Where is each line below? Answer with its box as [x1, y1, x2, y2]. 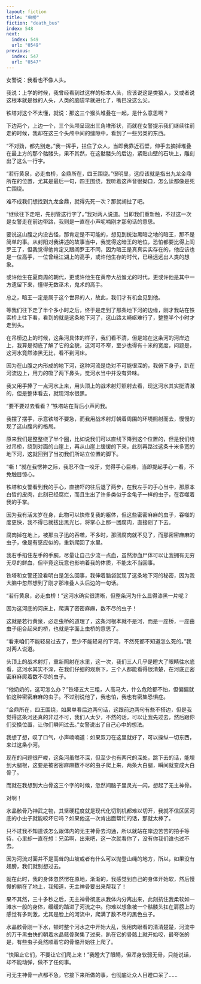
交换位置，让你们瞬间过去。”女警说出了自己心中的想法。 [11, 721, 148, 728]
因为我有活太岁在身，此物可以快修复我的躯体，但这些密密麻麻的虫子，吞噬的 [6, 511, 195, 518]
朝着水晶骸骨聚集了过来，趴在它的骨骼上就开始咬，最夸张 [42, 931, 184, 938]
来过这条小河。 [6, 741, 43, 748]
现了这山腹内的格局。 [6, 422, 59, 429]
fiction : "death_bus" [6, 20, 60, 26]
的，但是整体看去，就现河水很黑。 [6, 389, 90, 396]
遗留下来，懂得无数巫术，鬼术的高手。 [11, 281, 106, 288]
